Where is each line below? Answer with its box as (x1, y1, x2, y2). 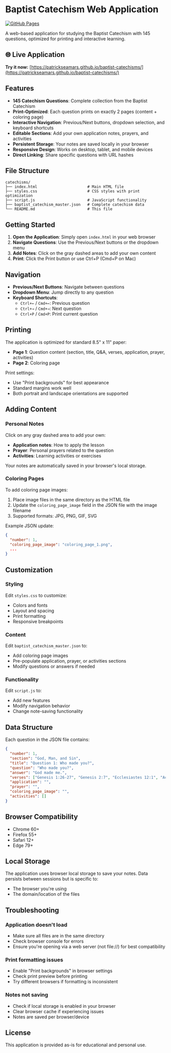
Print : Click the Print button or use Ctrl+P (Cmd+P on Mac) (12, 255, 136, 262)
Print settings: (5, 369, 35, 376)
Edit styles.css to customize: (5, 592, 67, 599)
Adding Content (5, 405, 57, 414)
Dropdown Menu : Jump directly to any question (12, 289, 114, 295)
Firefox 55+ (12, 831, 37, 838)
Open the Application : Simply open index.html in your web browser (12, 234, 156, 240)
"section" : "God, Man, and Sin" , (10, 756, 81, 761)
